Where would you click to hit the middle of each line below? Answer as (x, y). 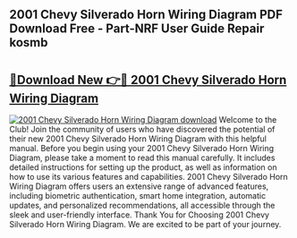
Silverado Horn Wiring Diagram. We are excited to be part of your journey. (145, 224)
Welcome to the (248, 119)
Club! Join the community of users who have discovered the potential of (142, 129)
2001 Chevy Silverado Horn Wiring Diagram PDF (146, 15)
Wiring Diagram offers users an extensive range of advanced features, (139, 186)
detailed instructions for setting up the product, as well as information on (143, 167)
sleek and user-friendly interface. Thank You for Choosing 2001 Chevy (140, 215)
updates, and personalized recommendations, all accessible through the (142, 205)
